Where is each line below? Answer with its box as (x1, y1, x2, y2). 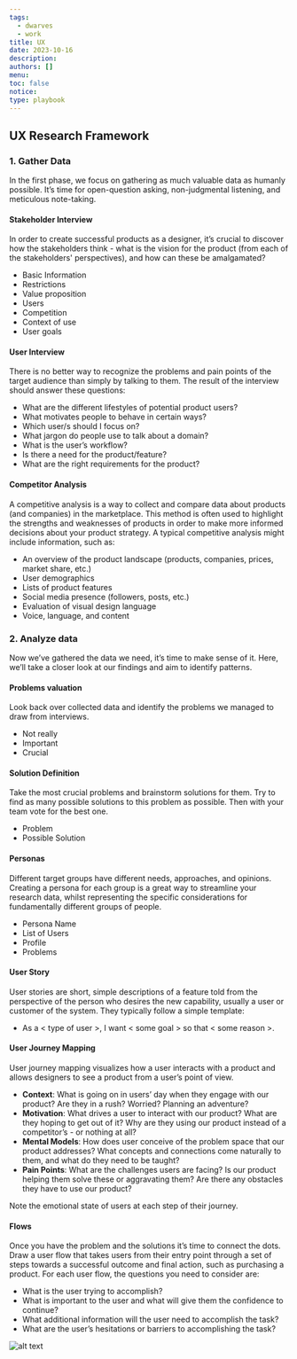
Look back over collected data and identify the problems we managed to (9, 702, 275, 713)
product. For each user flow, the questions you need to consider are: (9, 1269, 260, 1279)
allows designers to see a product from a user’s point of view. (9, 1072, 234, 1082)
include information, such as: (9, 536, 115, 547)
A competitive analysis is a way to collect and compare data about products (9, 498, 286, 510)
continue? (21, 1305, 59, 1316)
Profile (21, 937, 47, 948)
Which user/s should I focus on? (21, 421, 140, 432)
